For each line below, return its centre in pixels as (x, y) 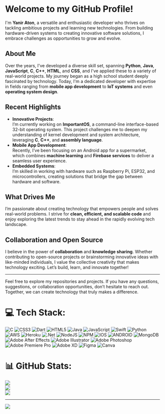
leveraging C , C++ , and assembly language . (57, 140)
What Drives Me (30, 197)
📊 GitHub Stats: (39, 366)
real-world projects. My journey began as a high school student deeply (77, 76)
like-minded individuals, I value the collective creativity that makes (72, 262)
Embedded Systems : (34, 166)
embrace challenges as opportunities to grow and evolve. (63, 38)
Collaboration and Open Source (54, 240)
